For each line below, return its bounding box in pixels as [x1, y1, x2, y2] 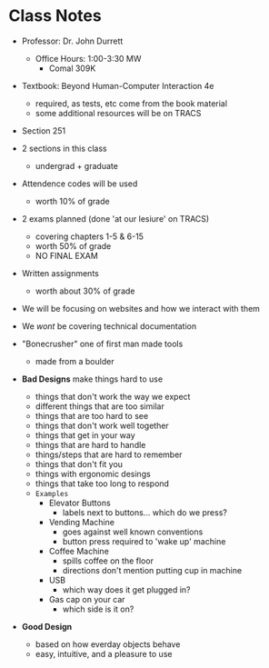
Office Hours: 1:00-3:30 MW [35, 53, 142, 64]
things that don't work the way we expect [35, 391, 191, 402]
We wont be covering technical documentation [21, 320, 197, 332]
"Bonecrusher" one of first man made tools [21, 338, 184, 349]
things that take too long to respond [35, 478, 170, 489]
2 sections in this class [21, 143, 107, 154]
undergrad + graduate [35, 160, 119, 171]
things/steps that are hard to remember [35, 449, 183, 460]
